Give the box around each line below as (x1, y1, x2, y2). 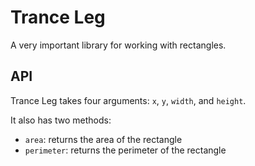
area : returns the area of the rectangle (24, 133, 183, 145)
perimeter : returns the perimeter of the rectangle (24, 144, 227, 156)
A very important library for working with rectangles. (10, 39, 227, 51)
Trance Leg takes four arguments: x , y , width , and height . (10, 94, 247, 106)
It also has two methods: (10, 114, 112, 126)
